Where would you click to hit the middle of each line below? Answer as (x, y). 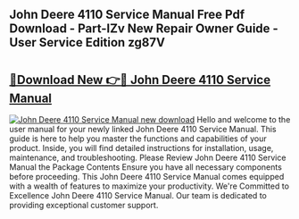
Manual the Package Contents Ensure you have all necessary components (146, 167)
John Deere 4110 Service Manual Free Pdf (127, 15)
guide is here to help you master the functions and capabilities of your (138, 139)
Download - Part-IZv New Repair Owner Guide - (144, 29)
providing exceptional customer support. (84, 205)
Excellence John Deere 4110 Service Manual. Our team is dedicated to (138, 195)
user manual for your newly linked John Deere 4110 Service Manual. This (143, 129)
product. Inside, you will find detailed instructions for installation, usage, (141, 148)
